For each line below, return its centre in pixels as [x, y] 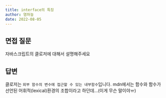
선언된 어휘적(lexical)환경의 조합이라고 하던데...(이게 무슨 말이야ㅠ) [71, 90]
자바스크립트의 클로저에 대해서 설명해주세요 [48, 54]
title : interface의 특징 [30, 10]
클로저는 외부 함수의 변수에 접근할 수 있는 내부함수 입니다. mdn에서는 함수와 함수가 [83, 84]
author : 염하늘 [20, 15]
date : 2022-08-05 [23, 19]
